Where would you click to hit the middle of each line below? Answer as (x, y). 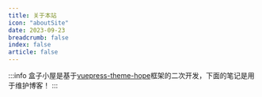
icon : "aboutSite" (38, 23)
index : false (30, 45)
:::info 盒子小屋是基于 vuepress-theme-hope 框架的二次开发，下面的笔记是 (128, 75)
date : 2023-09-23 (37, 30)
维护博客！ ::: (36, 85)
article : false (33, 52)
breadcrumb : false (38, 37)
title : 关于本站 (32, 15)
